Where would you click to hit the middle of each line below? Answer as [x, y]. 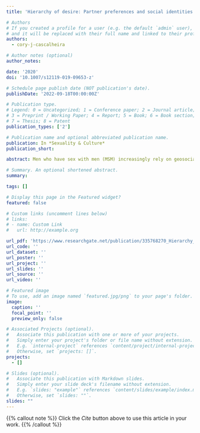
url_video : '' [24, 280]
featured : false [26, 203]
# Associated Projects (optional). [50, 329]
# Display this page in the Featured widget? [63, 197]
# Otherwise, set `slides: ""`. [49, 395]
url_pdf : [17, 241]
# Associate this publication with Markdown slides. [76, 379]
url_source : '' [25, 274]
